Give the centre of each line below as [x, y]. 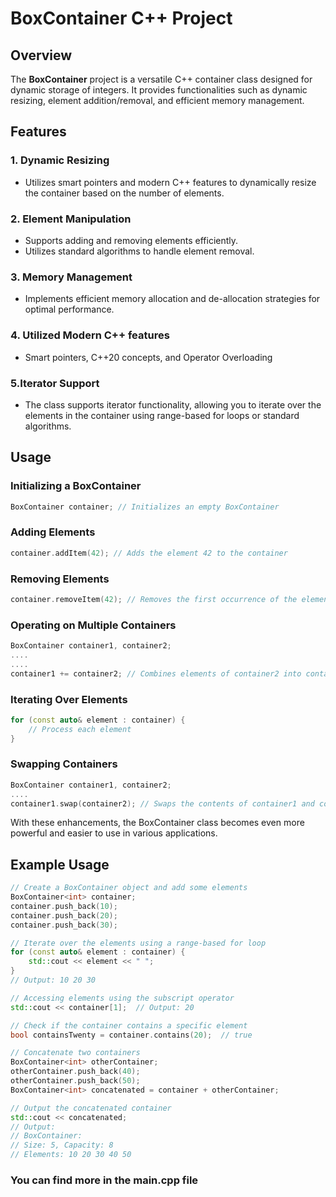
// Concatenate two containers [75, 1053]
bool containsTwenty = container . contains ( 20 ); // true [131, 1035]
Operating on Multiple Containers [93, 625]
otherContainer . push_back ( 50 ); [75, 1081]
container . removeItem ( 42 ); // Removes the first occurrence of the [154, 599]
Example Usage [60, 864]
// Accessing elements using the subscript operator [122, 998]
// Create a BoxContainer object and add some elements [129, 888]
